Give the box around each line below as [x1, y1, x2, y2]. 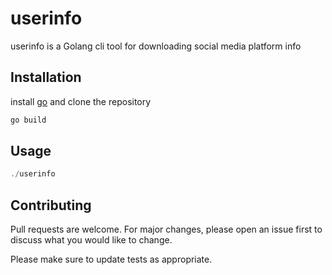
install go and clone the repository [10, 95, 152, 107]
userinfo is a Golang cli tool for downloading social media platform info [10, 40, 302, 52]
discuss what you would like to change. [10, 234, 173, 246]
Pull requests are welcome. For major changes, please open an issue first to [10, 223, 323, 236]
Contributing [10, 197, 92, 214]
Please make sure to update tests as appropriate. [10, 253, 213, 266]
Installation [10, 69, 82, 86]
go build [10, 115, 47, 125]
